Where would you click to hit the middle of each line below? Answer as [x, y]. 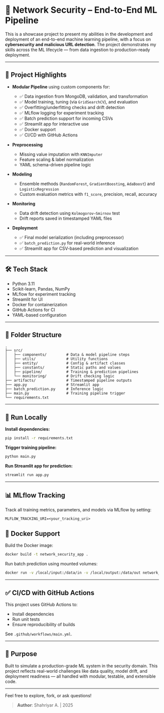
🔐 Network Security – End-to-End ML [81, 10]
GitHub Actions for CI [33, 310]
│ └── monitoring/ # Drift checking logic [60, 376]
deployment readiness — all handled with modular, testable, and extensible [81, 676]
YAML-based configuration [39, 315]
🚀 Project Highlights [36, 75]
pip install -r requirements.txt [39, 438]
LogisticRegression [39, 189]
